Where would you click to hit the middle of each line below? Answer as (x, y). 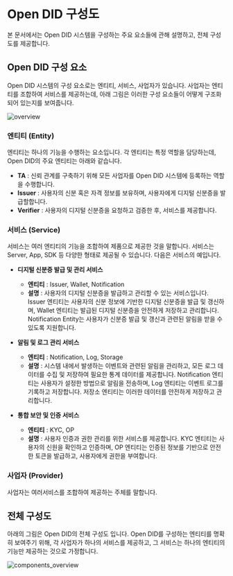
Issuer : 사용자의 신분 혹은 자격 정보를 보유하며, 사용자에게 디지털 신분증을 (118, 193)
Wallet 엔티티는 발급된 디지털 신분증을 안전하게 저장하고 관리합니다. (128, 311)
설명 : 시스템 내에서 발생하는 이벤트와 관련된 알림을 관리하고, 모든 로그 (122, 366)
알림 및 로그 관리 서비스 (48, 342)
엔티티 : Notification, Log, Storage (75, 357)
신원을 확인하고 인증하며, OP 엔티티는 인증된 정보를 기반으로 (127, 447)
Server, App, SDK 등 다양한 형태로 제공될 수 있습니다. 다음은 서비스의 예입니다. (114, 255)
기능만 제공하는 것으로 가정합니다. (53, 551)
